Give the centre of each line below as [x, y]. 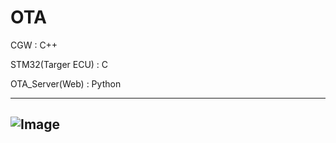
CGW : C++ [34, 45]
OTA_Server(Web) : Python [66, 83]
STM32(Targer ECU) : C [59, 64]
